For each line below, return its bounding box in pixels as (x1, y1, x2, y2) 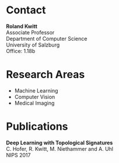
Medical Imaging (14, 100, 55, 107)
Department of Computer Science (6, 35, 87, 42)
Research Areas (6, 68, 85, 81)
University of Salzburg (6, 41, 60, 48)
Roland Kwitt (6, 23, 38, 30)
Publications (6, 120, 68, 133)
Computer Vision (14, 93, 55, 100)
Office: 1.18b (6, 47, 36, 54)
